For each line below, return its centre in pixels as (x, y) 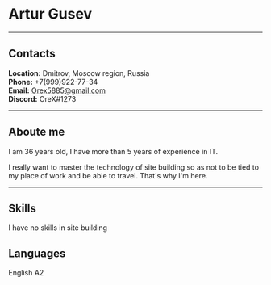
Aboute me (37, 132)
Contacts (32, 54)
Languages (37, 253)
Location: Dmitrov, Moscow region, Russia (79, 73)
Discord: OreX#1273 (42, 98)
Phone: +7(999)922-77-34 (53, 82)
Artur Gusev (50, 14)
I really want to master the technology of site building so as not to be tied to (134, 167)
